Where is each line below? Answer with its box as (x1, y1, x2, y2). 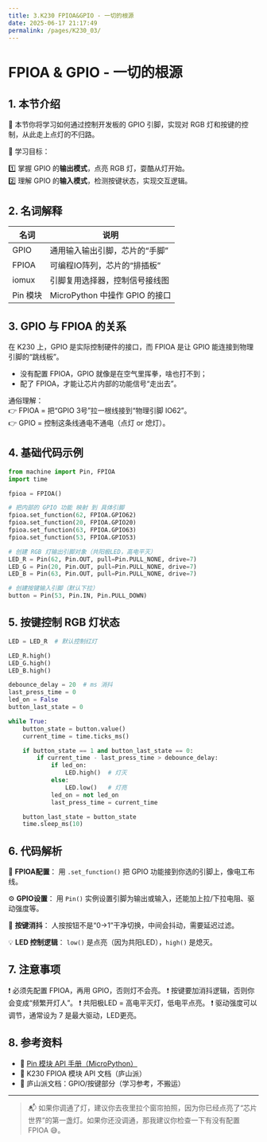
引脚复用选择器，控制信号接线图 (49, 275, 169, 286)
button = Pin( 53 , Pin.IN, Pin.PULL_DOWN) (8, 592, 148, 600)
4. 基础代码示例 (8, 446, 83, 460)
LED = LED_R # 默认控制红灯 (8, 637, 98, 645)
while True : (8, 717, 48, 725)
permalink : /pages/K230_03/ (8, 26, 102, 34)
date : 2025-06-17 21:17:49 (8, 19, 98, 27)
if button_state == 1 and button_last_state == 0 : (22, 746, 194, 754)
